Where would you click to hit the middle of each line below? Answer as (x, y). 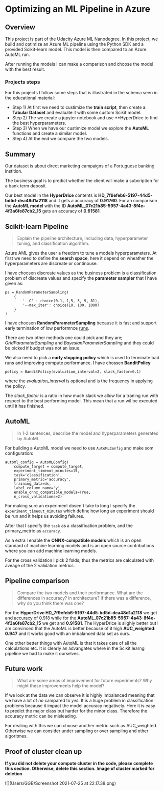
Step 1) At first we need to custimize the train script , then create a (79, 107)
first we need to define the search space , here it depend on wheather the (79, 258)
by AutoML (28, 438)
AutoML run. (18, 54)
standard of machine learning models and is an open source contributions (80, 545)
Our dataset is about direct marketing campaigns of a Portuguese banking (80, 166)
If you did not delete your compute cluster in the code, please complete (79, 764)
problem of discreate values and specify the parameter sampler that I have (81, 278)
